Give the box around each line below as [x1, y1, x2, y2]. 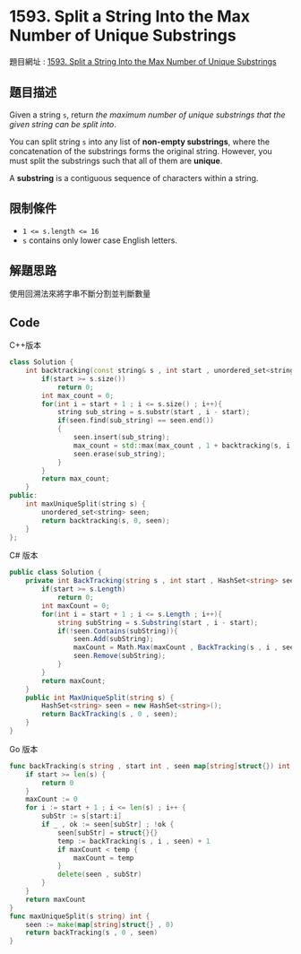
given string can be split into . [9, 118, 116, 129]
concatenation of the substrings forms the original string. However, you [9, 145, 273, 156]
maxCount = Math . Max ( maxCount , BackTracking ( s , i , [73, 643, 279, 652]
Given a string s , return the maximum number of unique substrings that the [9, 109, 286, 120]
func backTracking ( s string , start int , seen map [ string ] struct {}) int [9, 761, 291, 770]
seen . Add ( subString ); [73, 635, 154, 644]
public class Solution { [9, 568, 102, 577]
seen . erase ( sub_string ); [73, 449, 167, 458]
